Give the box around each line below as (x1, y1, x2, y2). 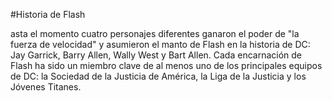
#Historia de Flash (10, 9, 86, 20)
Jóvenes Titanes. (10, 81, 82, 93)
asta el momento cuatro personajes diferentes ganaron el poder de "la (10, 28, 300, 39)
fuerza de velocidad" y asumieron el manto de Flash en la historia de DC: (10, 39, 311, 50)
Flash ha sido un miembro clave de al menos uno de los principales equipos (10, 60, 323, 71)
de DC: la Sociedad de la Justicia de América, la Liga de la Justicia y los (10, 70, 307, 82)
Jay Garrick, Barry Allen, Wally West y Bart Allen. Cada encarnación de (10, 49, 303, 61)
